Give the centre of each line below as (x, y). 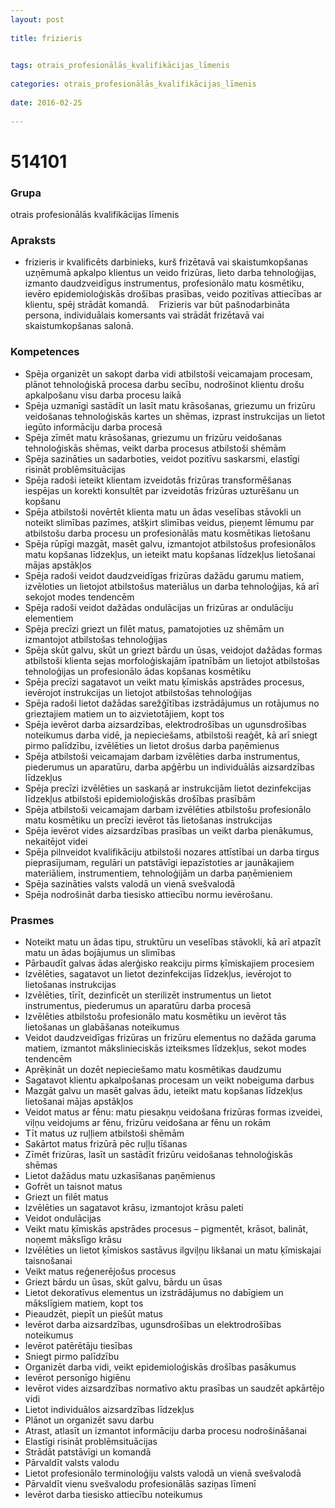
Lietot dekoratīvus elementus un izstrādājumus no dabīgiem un (154, 1292)
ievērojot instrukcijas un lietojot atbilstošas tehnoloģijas (138, 692)
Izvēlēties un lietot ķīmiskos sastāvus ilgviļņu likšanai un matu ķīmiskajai (173, 1250)
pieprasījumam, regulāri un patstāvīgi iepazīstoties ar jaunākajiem (159, 862)
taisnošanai (48, 1260)
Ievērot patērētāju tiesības (78, 1345)
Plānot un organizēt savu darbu (89, 1420)
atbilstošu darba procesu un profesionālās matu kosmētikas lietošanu (167, 533)
